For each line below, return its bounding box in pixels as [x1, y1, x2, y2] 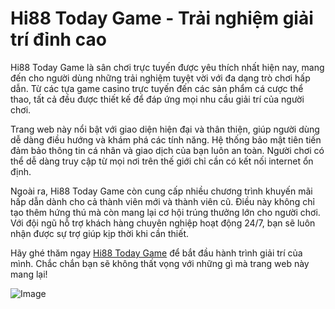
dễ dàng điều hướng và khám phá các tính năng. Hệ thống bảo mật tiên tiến [10, 133, 322, 146]
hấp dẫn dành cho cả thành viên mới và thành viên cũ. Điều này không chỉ [10, 195, 315, 207]
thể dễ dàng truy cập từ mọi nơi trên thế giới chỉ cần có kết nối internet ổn [10, 155, 314, 167]
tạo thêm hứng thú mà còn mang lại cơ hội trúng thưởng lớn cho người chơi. [10, 206, 321, 218]
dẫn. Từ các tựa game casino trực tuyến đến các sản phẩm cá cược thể [10, 82, 304, 94]
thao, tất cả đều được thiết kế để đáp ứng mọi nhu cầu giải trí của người [10, 93, 305, 105]
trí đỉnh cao [10, 28, 107, 51]
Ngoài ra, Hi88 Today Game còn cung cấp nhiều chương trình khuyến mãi [10, 185, 313, 197]
